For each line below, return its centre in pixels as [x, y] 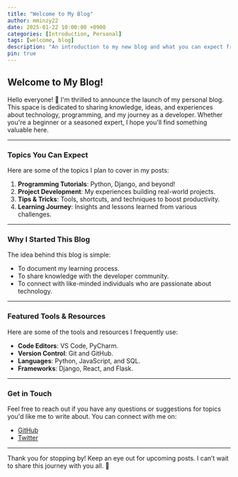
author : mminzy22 [33, 21]
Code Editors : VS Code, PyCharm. [68, 345]
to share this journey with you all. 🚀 [58, 466]
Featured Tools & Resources [57, 316]
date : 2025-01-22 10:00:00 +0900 [57, 27]
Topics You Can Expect [48, 155]
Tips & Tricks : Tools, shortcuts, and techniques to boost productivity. [119, 199]
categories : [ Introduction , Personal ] [64, 34]
